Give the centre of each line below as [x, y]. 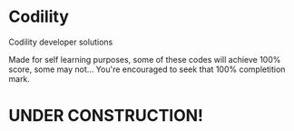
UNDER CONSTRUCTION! [106, 116]
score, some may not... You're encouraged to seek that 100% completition [147, 69]
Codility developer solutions [61, 42]
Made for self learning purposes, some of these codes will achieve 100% [145, 59]
